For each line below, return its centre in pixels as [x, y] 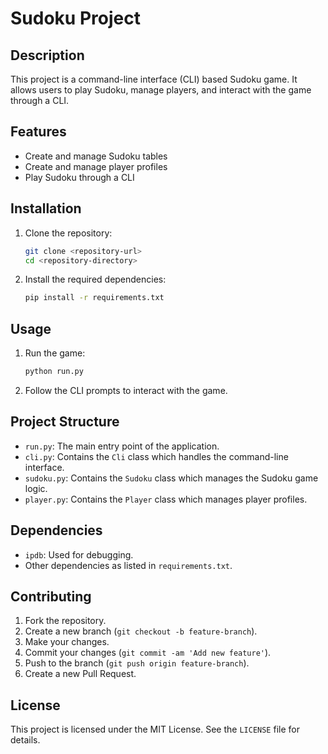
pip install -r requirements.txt [94, 298]
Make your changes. [67, 642]
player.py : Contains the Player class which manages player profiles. [166, 499]
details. [25, 740]
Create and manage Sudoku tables [96, 156]
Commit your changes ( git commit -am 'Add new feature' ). [148, 653]
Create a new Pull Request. [80, 674]
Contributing [51, 596]
